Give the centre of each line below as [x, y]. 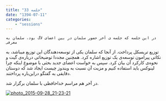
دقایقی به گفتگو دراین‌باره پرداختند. [38, 74]
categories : [18, 19]
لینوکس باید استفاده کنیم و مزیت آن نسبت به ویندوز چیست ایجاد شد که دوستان [80, 68]
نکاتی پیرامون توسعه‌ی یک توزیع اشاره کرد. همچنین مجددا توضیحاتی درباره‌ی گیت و [84, 57]
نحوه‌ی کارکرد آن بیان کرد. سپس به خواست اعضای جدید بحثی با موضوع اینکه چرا [82, 63]
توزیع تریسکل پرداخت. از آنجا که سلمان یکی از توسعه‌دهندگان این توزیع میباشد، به [82, 52]
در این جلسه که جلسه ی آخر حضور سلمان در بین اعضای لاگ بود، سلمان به [81, 38]
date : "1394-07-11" [26, 15]
